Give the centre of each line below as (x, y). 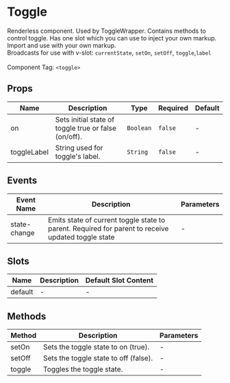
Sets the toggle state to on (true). (97, 347)
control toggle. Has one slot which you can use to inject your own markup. (112, 38)
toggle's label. (78, 156)
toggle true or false (86, 128)
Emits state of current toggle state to (106, 220)
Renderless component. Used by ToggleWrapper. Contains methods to (107, 31)
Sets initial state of (85, 119)
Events (22, 181)
